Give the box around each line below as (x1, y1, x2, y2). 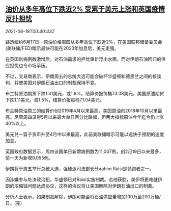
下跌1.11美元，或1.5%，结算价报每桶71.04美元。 (5, 96, 104, 103)
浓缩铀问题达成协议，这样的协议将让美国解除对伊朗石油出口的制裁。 (14, 182, 157, 189)
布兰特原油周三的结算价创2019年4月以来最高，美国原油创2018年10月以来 (5, 108, 158, 114)
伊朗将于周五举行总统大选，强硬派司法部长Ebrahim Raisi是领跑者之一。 (5, 165, 154, 172)
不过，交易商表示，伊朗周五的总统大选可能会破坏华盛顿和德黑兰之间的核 (5, 73, 157, 79)
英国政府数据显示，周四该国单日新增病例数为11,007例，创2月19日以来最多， (5, 148, 164, 154)
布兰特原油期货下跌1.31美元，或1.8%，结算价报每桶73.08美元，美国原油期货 (5, 90, 164, 96)
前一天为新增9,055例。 (5, 154, 53, 161)
